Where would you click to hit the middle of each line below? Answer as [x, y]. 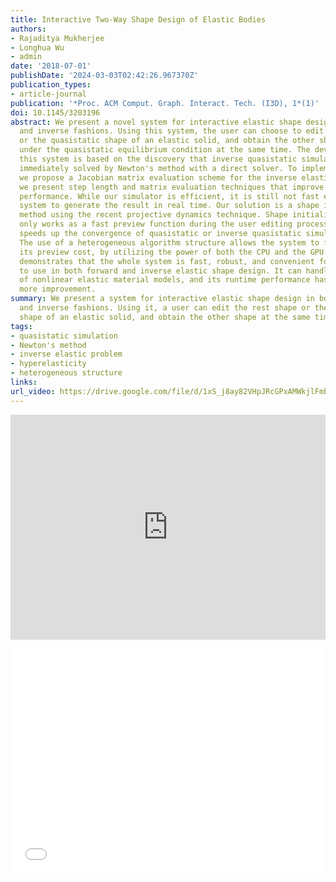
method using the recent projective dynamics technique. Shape [153, 215]
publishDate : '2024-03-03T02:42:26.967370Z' [104, 76]
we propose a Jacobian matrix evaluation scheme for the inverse [158, 177]
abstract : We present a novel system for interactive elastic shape [156, 122]
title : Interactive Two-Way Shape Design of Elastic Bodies [138, 19]
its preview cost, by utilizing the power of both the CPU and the [163, 252]
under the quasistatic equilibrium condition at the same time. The [165, 150]
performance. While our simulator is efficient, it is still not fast [169, 196]
